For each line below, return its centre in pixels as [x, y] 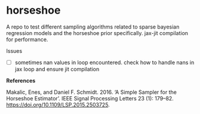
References [21, 80]
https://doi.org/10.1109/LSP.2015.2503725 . [58, 105]
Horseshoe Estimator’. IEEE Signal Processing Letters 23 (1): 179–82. [90, 98]
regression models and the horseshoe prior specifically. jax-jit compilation [97, 33]
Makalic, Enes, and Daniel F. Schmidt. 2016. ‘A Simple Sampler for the [92, 92]
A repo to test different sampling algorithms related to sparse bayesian [93, 27]
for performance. [27, 39]
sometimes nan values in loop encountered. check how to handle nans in [104, 62]
